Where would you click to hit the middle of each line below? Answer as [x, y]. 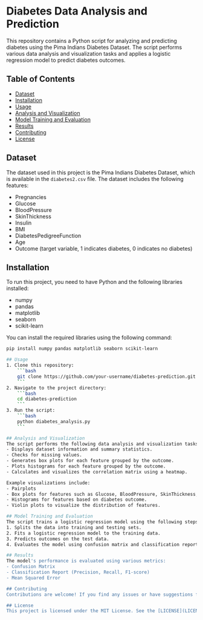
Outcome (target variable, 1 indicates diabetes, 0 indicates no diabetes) [104, 248]
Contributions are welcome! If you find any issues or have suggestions [100, 595]
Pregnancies [31, 197]
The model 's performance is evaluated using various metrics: [86, 561]
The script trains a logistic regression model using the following [94, 522]
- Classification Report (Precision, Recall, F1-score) [78, 572]
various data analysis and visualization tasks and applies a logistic [89, 53]
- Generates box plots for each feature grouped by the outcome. [90, 461]
